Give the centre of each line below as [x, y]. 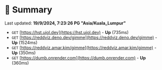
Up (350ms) [24, 53]
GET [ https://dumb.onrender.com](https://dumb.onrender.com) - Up [79, 58]
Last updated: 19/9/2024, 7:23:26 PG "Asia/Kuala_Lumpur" [65, 23]
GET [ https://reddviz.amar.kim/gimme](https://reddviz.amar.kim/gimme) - [84, 47]
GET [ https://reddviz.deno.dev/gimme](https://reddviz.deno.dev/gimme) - [84, 37]
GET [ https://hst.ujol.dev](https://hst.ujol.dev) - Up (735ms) [70, 32]
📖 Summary [28, 10]
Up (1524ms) [24, 42]
